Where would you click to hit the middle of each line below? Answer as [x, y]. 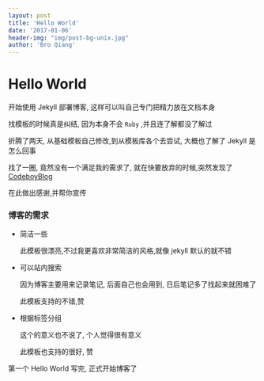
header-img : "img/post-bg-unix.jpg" [68, 38]
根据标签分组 [40, 318]
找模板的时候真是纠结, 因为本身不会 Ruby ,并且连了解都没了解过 [110, 124]
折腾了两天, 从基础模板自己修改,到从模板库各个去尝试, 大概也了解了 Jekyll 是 [132, 141]
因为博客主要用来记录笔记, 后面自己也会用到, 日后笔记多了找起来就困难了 [138, 284]
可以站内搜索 [40, 268]
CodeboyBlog [30, 177]
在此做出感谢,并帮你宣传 [47, 193]
